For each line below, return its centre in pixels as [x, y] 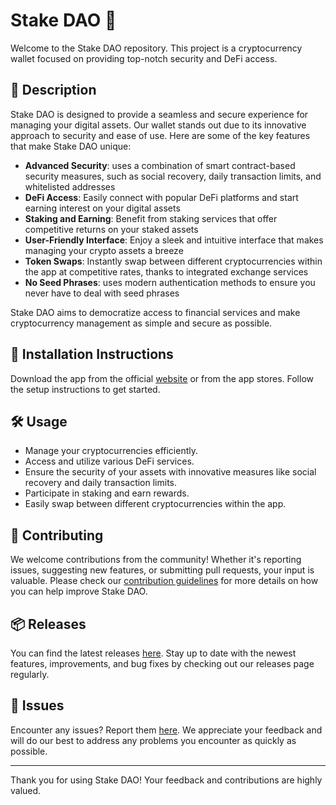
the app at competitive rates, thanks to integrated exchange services [166, 271]
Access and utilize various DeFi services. [109, 461]
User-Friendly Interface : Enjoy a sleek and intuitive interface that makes [174, 240]
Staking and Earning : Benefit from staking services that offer [151, 218]
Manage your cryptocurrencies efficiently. [111, 451]
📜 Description [53, 90]
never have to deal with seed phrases [102, 293]
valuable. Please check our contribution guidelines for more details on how [164, 581]
